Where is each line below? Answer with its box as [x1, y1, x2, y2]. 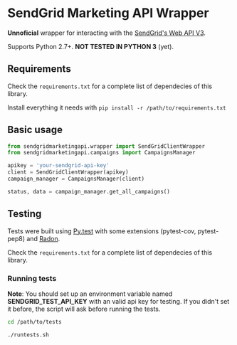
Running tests [7, 273, 57, 283]
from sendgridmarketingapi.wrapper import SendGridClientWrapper [7, 142, 205, 150]
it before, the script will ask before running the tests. [7, 304, 161, 313]
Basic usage [7, 124, 63, 136]
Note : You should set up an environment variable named [7, 290, 173, 298]
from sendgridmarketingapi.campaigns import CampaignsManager [7, 149, 196, 156]
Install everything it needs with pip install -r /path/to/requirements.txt [7, 103, 226, 112]
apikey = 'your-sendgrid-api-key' [7, 162, 110, 169]
